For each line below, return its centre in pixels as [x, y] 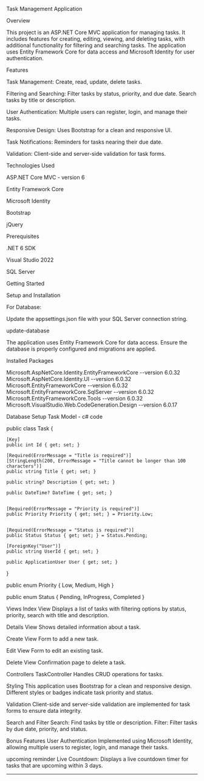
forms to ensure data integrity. [44, 711]
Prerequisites [23, 236]
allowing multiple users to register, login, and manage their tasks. [87, 747]
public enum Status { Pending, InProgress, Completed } [75, 597]
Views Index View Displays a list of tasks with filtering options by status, [96, 609]
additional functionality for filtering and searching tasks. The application [96, 45]
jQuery [15, 224]
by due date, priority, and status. [47, 729]
